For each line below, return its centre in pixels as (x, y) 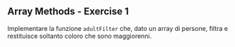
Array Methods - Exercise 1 (68, 12)
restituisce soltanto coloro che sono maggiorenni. (80, 36)
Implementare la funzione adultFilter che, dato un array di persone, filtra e (118, 28)
